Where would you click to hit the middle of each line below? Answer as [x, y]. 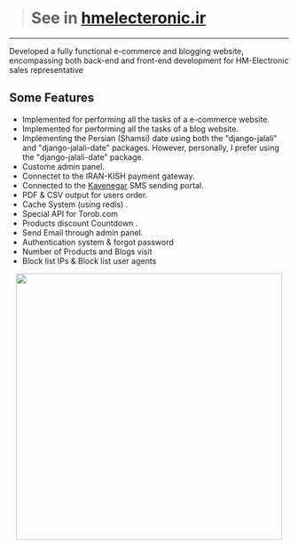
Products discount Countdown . [80, 223]
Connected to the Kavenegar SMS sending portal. [113, 185]
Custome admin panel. [63, 166]
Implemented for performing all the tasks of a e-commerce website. [146, 119]
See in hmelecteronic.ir [118, 18]
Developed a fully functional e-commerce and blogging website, [126, 51]
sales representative [47, 69]
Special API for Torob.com [70, 213]
